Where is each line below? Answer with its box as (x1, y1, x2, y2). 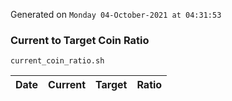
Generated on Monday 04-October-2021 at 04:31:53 (10, 9, 222, 20)
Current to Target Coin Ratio (10, 33, 150, 47)
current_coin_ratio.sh (10, 56, 105, 66)
